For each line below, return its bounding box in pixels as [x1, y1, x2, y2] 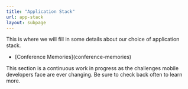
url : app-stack [6, 14, 44, 20]
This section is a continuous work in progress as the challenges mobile [6, 65, 179, 72]
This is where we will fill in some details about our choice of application [6, 36, 180, 43]
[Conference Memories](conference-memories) [14, 54, 132, 61]
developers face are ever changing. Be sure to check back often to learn [6, 71, 183, 78]
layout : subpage [6, 19, 46, 25]
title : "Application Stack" [6, 8, 76, 15]
